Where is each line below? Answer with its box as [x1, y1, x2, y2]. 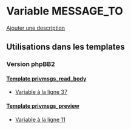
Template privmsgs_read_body [6, 74, 87, 82]
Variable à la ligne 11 [15, 116, 65, 123]
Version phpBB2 [6, 60, 56, 68]
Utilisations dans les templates [6, 42, 126, 52]
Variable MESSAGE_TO [6, 4, 123, 18]
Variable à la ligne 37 [15, 88, 68, 96]
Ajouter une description [6, 24, 65, 31]
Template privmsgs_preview [6, 102, 80, 110]
